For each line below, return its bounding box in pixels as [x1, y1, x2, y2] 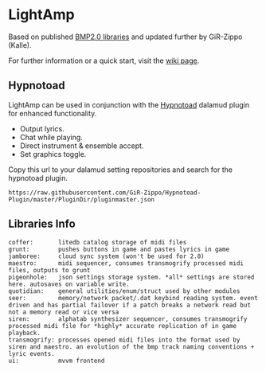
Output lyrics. [19, 123, 65, 133]
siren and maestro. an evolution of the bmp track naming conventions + [8, 342, 255, 351]
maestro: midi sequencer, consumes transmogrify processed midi [8, 259, 244, 268]
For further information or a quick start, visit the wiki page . [8, 56, 200, 65]
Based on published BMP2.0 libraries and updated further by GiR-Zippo [8, 32, 243, 41]
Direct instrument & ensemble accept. [19, 141, 144, 150]
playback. [8, 329, 41, 337]
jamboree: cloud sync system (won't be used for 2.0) [8, 252, 205, 260]
